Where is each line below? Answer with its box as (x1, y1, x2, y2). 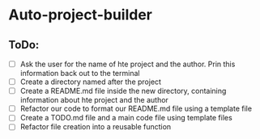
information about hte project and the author (19, 95, 168, 105)
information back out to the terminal (19, 69, 140, 78)
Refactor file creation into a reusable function (19, 122, 172, 132)
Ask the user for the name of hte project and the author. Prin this (19, 59, 236, 69)
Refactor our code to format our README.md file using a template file (19, 103, 253, 114)
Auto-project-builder (8, 6, 152, 24)
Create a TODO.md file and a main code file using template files (19, 113, 232, 123)
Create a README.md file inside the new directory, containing (19, 86, 227, 96)
